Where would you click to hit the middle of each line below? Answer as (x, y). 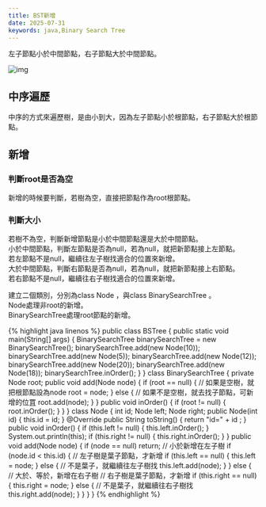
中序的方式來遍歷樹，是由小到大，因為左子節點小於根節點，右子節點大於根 (129, 117)
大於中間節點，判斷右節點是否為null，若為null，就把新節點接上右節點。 (124, 269)
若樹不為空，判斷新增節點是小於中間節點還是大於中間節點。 (105, 239)
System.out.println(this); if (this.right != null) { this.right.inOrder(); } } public (130, 436)
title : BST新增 (32, 15)
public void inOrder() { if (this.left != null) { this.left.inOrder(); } (109, 428)
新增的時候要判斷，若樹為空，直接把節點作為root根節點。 (102, 197)
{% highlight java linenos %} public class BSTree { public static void (119, 331)
